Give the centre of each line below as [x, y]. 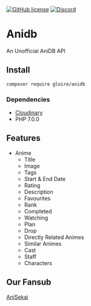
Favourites [37, 198]
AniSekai [17, 297]
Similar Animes [43, 243]
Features [23, 138]
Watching [36, 218]
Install [18, 70]
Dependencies [28, 99]
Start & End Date [45, 179]
